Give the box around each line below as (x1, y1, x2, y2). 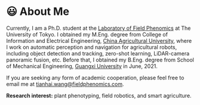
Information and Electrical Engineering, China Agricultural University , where (6, 37, 192, 44)
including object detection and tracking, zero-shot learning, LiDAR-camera (6, 50, 190, 57)
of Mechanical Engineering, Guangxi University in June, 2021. (6, 62, 158, 70)
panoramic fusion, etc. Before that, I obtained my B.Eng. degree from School (6, 56, 194, 63)
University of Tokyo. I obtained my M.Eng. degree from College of (6, 30, 168, 38)
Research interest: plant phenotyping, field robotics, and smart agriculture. (6, 92, 192, 99)
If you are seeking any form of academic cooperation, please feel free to (6, 74, 184, 81)
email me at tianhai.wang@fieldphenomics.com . (6, 80, 124, 88)
